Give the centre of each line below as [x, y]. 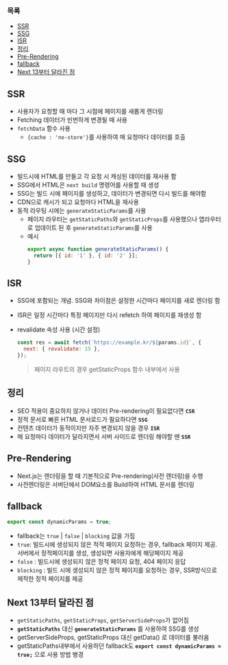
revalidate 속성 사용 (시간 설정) [59, 329]
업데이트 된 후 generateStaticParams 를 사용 [93, 227]
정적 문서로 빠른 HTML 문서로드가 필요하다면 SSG [82, 419]
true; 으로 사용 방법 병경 [50, 655]
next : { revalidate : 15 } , [62, 349]
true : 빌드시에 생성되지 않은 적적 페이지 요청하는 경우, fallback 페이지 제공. [117, 544]
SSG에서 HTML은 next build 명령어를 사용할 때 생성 [88, 185]
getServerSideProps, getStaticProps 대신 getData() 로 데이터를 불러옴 [113, 638]
